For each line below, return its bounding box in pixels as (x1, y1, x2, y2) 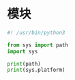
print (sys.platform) (7, 66, 66, 74)
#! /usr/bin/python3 (7, 29, 66, 36)
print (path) (7, 60, 41, 67)
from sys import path (7, 42, 69, 49)
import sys (7, 48, 38, 55)
